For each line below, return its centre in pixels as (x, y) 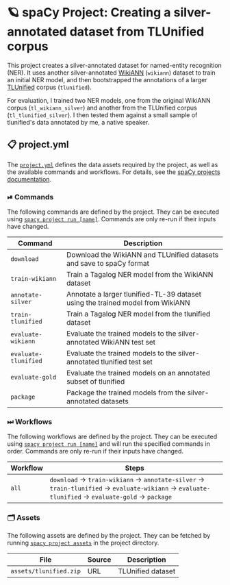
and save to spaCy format (107, 264)
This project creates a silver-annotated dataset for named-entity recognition (115, 65)
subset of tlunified (95, 382)
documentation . (29, 179)
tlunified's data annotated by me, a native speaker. (78, 122)
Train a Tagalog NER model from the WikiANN (140, 275)
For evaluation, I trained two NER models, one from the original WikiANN (109, 100)
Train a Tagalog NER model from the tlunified (138, 314)
